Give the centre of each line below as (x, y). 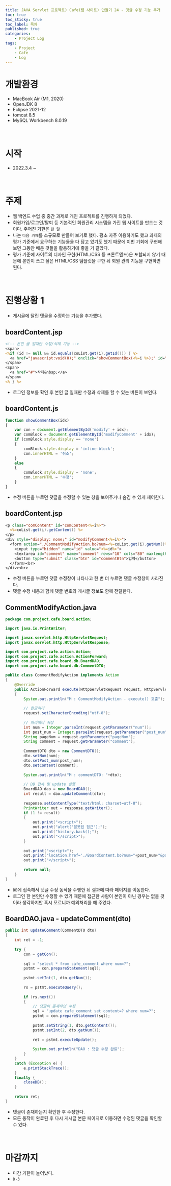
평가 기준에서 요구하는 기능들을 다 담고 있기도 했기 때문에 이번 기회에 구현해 (87, 242)
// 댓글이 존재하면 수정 (54, 1006)
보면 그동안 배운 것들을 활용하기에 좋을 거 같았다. (61, 248)
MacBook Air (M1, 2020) (38, 99)
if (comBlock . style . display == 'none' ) (57, 440)
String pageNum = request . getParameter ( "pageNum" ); (80, 737)
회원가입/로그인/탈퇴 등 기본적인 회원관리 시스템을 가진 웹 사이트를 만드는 (85, 223)
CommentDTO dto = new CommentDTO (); (62, 751)
